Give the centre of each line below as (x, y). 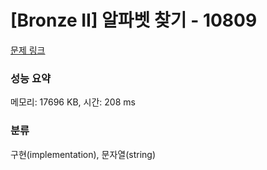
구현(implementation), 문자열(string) (83, 154)
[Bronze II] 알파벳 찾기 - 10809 (134, 20)
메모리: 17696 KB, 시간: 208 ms (73, 102)
